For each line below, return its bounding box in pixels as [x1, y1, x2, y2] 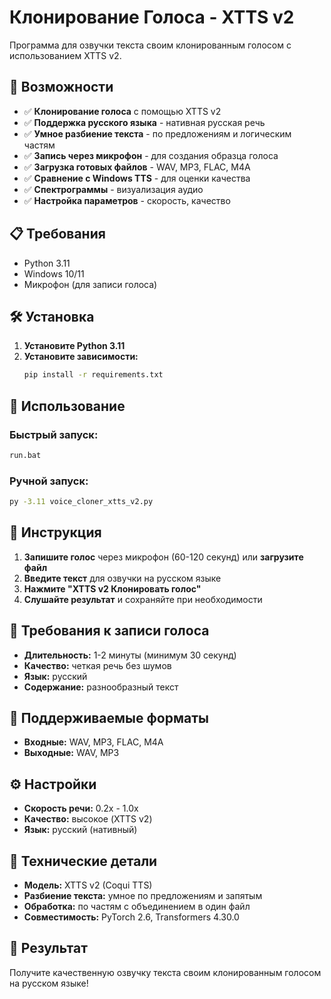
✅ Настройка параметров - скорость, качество [23, 194, 231, 206]
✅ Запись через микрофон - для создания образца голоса [23, 149, 279, 161]
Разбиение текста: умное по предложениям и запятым [23, 890, 263, 902]
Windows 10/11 [23, 267, 85, 280]
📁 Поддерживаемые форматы [9, 710, 209, 726]
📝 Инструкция [9, 524, 102, 541]
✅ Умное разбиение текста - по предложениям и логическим [23, 127, 292, 140]
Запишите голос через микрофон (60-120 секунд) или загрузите [23, 551, 304, 563]
